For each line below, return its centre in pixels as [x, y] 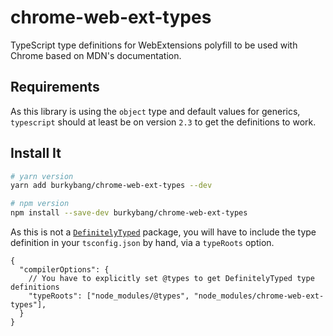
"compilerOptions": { [64, 270]
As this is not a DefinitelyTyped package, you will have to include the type [163, 232]
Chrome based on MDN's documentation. [96, 55]
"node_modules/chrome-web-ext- [259, 296]
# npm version [40, 204]
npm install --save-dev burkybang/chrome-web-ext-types [129, 213]
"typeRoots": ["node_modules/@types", [109, 296]
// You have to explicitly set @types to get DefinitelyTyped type [171, 279]
